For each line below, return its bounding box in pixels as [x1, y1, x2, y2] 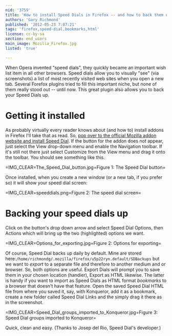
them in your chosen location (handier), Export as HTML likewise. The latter [5, 272, 165, 278]
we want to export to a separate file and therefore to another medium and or [5, 261, 166, 267]
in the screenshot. [5, 299, 44, 305]
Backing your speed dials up [5, 207, 128, 219]
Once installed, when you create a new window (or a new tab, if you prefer [5, 174, 163, 180]
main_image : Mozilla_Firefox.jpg [5, 41, 77, 46]
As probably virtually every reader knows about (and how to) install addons [5, 127, 164, 133]
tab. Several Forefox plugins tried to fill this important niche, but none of [5, 81, 157, 87]
